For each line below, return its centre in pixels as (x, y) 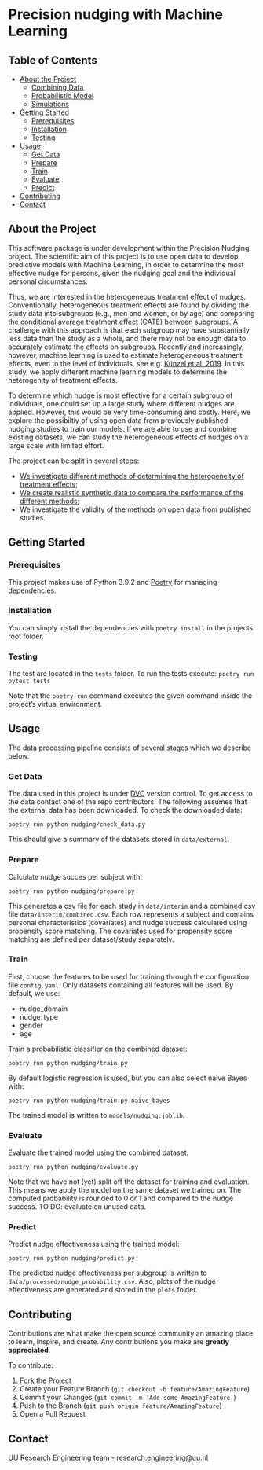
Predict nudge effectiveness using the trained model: (94, 1244)
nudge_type (39, 1016)
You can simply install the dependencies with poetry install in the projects (131, 627)
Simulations (50, 104)
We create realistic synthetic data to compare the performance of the (131, 492)
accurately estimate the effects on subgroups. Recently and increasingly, (126, 347)
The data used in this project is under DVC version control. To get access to (130, 794)
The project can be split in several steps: (74, 461)
